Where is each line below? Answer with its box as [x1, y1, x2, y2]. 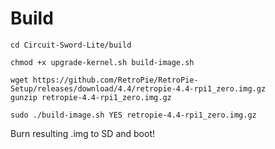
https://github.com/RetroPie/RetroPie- [32, 75, 199, 85]
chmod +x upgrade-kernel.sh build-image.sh [10, 57, 195, 67]
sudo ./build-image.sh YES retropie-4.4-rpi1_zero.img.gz [10, 110, 257, 120]
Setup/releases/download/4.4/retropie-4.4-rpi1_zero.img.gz [10, 83, 267, 94]
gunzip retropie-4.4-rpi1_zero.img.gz [10, 92, 172, 102]
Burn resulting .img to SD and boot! [10, 127, 155, 139]
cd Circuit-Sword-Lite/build [10, 40, 132, 50]
